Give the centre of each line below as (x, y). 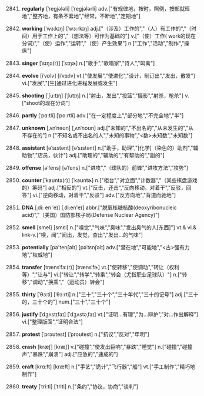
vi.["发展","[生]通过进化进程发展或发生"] (69, 83)
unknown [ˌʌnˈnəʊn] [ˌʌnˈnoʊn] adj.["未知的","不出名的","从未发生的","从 (108, 128)
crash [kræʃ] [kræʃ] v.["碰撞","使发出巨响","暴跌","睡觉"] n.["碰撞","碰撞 (107, 347)
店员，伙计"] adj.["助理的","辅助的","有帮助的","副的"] (101, 155)
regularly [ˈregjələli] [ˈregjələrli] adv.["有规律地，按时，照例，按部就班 (106, 9)
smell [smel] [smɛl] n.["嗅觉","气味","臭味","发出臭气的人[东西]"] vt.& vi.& (109, 227)
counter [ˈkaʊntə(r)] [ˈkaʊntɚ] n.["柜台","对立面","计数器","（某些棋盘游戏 (109, 180)
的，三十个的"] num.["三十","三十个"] (66, 302)
